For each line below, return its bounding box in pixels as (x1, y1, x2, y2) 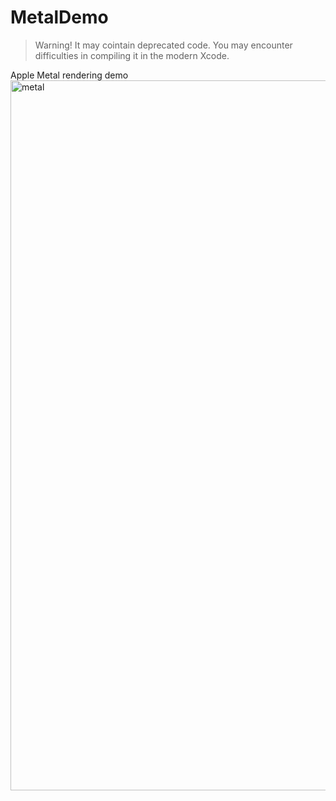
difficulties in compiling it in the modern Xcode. (34, 49, 230, 61)
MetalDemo (10, 6, 109, 29)
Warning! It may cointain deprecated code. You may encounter (34, 39, 293, 51)
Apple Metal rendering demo (10, 69, 129, 81)
